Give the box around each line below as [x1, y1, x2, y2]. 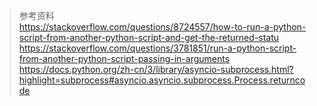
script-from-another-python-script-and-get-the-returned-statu [18, 32, 280, 43]
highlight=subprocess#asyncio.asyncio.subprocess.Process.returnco [18, 74, 306, 86]
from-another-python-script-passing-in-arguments [18, 53, 231, 64]
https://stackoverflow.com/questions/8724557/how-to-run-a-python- [18, 21, 307, 33]
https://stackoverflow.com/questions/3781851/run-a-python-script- [18, 42, 297, 54]
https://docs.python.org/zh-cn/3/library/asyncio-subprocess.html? [18, 64, 294, 75]
